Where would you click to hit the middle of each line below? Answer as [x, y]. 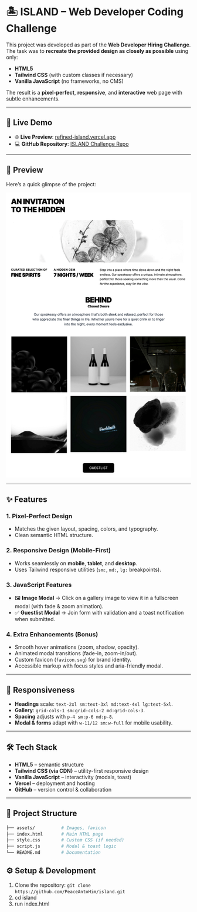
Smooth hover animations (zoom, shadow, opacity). [77, 647]
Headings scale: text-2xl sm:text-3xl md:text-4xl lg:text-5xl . [94, 704]
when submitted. [35, 619]
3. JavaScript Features [39, 585]
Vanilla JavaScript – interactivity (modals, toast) [73, 777]
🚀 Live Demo [29, 123]
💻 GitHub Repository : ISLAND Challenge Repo [72, 144]
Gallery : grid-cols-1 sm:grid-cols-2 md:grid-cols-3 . [80, 710]
